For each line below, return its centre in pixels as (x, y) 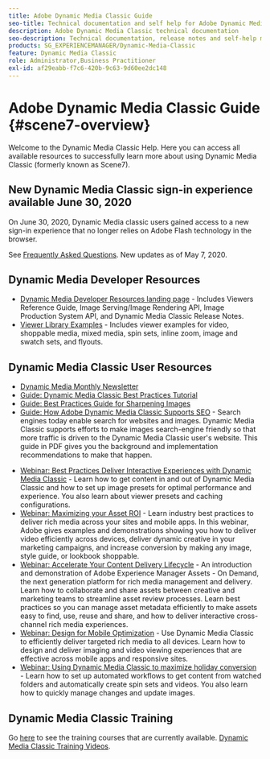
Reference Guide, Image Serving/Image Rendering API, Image (122, 307)
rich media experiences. (88, 625)
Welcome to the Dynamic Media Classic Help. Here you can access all (124, 147)
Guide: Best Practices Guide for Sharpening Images (105, 404)
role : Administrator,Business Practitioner (82, 61)
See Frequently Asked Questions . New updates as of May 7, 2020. (118, 254)
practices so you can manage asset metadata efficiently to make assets (139, 608)
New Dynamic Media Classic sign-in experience (131, 190)
